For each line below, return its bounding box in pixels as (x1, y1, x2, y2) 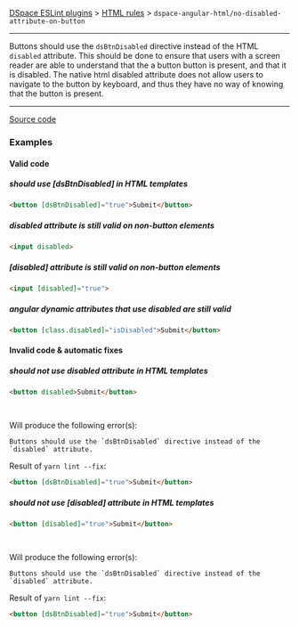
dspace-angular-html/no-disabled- (153, 9, 282, 18)
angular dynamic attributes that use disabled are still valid (9, 303, 231, 314)
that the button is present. (9, 88, 104, 99)
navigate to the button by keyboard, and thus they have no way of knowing (9, 79, 284, 89)
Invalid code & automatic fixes (9, 345, 123, 355)
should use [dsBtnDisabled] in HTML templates (9, 178, 189, 190)
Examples (9, 135, 53, 148)
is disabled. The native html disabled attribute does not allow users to (9, 69, 264, 79)
